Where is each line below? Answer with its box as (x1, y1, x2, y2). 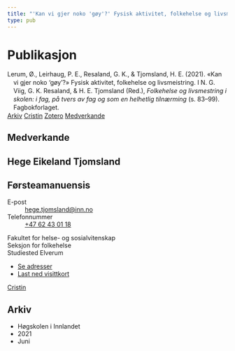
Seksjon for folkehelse (7, 241, 72, 249)
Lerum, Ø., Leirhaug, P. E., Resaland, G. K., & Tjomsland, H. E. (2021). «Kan (7, 70, 222, 78)
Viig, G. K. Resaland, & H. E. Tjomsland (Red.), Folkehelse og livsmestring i (13, 87, 227, 95)
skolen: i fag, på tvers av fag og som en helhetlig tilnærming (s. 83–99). (13, 95, 220, 104)
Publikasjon (7, 47, 77, 63)
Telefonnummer (7, 213, 53, 221)
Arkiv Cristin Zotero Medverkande (7, 111, 106, 120)
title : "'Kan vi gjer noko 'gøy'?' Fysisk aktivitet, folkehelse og (7, 10, 211, 18)
